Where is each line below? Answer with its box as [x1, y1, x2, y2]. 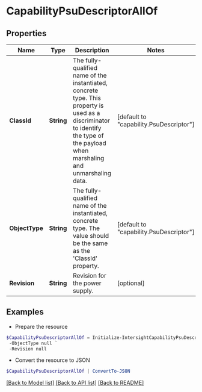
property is [73, 101, 104, 110]
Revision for [73, 272, 106, 279]
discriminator [73, 116, 110, 125]
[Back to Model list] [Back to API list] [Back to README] [6, 379, 144, 387]
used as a [73, 109, 100, 117]
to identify [73, 124, 102, 132]
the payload [73, 139, 106, 147]
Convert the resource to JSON [14, 356, 90, 364]
